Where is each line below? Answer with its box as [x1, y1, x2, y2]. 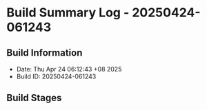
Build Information [6, 47, 83, 58]
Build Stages [6, 92, 62, 104]
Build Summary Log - [6, 5, 130, 21]
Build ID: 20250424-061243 [16, 72, 97, 80]
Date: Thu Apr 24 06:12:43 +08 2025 [16, 65, 122, 73]
